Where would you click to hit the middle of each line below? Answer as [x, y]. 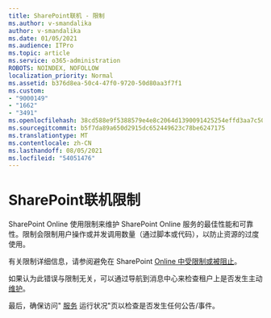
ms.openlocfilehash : [43, 121]
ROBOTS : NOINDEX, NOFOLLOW [54, 68]
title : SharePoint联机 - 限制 [56, 16]
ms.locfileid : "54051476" [52, 158]
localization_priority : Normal [61, 76]
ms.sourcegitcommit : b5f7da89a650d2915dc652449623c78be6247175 [117, 128]
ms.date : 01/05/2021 [43, 38]
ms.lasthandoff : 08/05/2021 [56, 151]
